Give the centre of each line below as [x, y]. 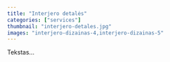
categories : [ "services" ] [44, 20]
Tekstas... [21, 52]
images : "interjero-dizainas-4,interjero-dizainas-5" [86, 33]
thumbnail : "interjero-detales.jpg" [59, 26]
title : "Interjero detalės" [47, 13]
